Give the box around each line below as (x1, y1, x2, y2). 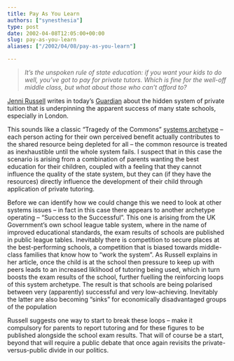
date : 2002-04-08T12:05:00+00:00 (7, 29, 105, 37)
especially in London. (7, 111, 69, 120)
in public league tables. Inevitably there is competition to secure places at (7, 236, 220, 244)
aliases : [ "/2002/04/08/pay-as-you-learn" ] (7, 43, 137, 50)
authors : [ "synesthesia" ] (7, 17, 83, 24)
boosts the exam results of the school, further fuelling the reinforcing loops (7, 273, 224, 281)
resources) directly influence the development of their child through (7, 177, 203, 186)
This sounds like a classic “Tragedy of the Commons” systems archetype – (7, 125, 223, 133)
